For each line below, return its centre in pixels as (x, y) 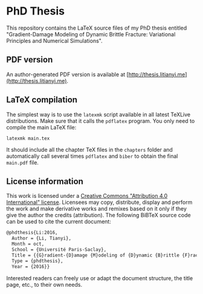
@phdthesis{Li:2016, (32, 233)
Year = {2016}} (31, 266)
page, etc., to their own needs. (44, 284)
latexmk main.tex (28, 138)
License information (45, 181)
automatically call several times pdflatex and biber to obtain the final (92, 156)
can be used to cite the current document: (59, 221)
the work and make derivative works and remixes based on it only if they (97, 209)
